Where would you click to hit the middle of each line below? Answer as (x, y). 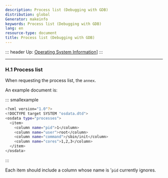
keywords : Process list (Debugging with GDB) (53, 24)
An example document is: (31, 90)
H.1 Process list (24, 69)
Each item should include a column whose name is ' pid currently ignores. (81, 170)
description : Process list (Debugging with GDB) (57, 10)
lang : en (14, 28)
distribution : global (28, 14)
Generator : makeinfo (27, 19)
